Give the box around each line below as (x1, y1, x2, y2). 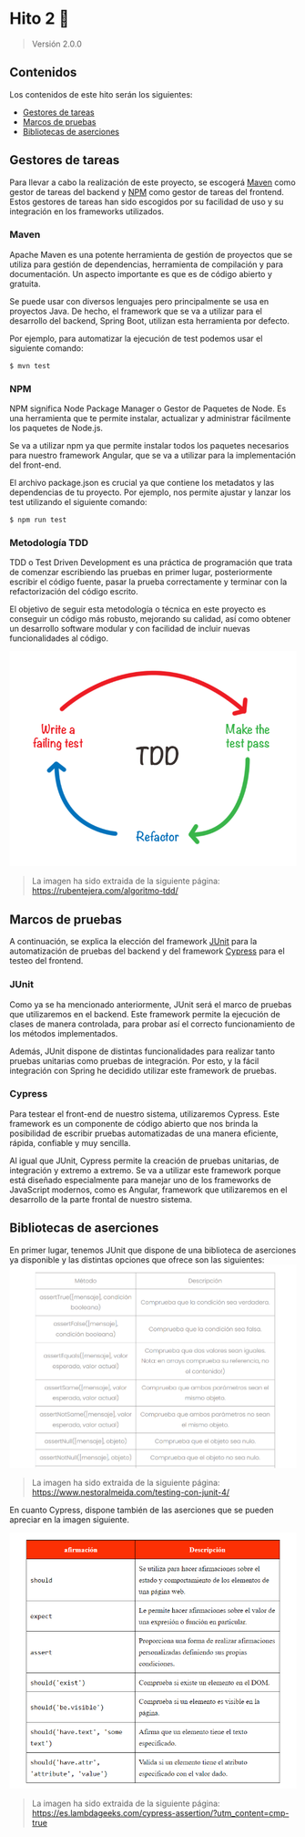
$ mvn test (9, 361, 51, 370)
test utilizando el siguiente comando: (9, 497, 147, 508)
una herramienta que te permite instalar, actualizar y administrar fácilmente (9, 413, 291, 424)
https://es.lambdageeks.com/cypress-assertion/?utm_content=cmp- (31, 1808, 290, 1819)
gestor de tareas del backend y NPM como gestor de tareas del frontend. (9, 186, 285, 197)
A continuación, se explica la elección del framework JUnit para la (9, 936, 258, 947)
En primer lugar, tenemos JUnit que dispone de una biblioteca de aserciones (9, 1244, 297, 1255)
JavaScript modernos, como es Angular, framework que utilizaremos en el (9, 1184, 288, 1195)
